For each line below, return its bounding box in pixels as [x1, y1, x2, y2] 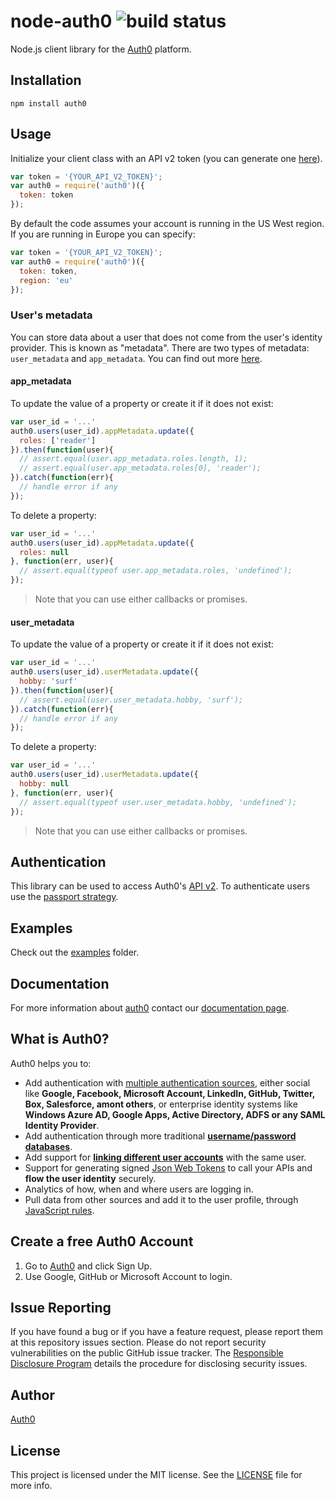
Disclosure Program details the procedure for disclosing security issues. [10, 1358, 308, 1370]
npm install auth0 [10, 98, 87, 109]
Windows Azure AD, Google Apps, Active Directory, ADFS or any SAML [24, 1108, 326, 1120]
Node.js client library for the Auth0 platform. [10, 43, 192, 55]
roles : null [19, 547, 70, 557]
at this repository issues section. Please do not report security [10, 1336, 267, 1349]
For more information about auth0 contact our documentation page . [10, 1001, 290, 1014]
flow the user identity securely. [24, 1172, 157, 1184]
